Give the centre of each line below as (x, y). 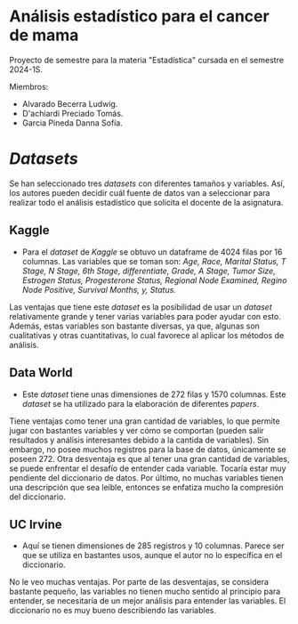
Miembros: (29, 86)
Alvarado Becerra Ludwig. (70, 103)
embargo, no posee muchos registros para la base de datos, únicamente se (148, 449)
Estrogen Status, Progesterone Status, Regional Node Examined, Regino (154, 280)
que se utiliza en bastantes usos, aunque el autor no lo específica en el (152, 555)
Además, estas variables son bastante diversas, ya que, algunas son (135, 326)
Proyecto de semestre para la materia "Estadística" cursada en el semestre (147, 60)
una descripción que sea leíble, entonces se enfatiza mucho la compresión (146, 487)
